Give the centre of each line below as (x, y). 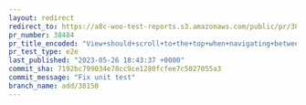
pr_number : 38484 (42, 35)
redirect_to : (33, 26)
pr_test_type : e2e (43, 52)
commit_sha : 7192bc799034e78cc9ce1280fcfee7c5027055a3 (115, 69)
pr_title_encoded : (43, 43)
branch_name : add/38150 (54, 86)
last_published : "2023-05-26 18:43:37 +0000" (96, 60)
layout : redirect (42, 18)
